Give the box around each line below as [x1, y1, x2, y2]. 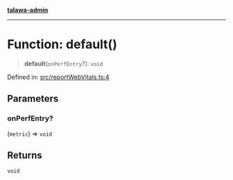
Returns [7, 150, 43, 161]
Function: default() [7, 37, 118, 53]
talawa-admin [7, 6, 49, 14]
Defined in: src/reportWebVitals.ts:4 [7, 73, 110, 81]
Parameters [7, 93, 59, 105]
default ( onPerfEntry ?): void [24, 59, 103, 68]
